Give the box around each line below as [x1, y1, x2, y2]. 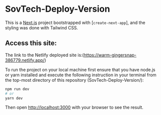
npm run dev [5, 87, 29, 92]
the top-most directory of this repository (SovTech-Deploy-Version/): [5, 77, 144, 83]
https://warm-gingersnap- [84, 52, 137, 58]
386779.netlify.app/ [5, 57, 45, 63]
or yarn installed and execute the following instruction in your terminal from [5, 72, 157, 78]
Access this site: [5, 39, 57, 47]
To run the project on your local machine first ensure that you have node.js [5, 67, 156, 72]
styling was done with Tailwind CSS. [5, 24, 78, 30]
